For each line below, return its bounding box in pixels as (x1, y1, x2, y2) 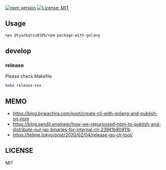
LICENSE (5, 146, 34, 155)
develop (5, 47, 31, 55)
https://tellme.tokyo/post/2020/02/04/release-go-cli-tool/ (12, 132, 133, 138)
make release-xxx (5, 83, 42, 88)
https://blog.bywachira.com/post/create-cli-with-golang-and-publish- (12, 110, 158, 117)
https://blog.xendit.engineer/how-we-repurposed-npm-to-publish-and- (12, 121, 161, 127)
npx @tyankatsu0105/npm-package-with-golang (5, 33, 100, 38)
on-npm (12, 116, 30, 122)
